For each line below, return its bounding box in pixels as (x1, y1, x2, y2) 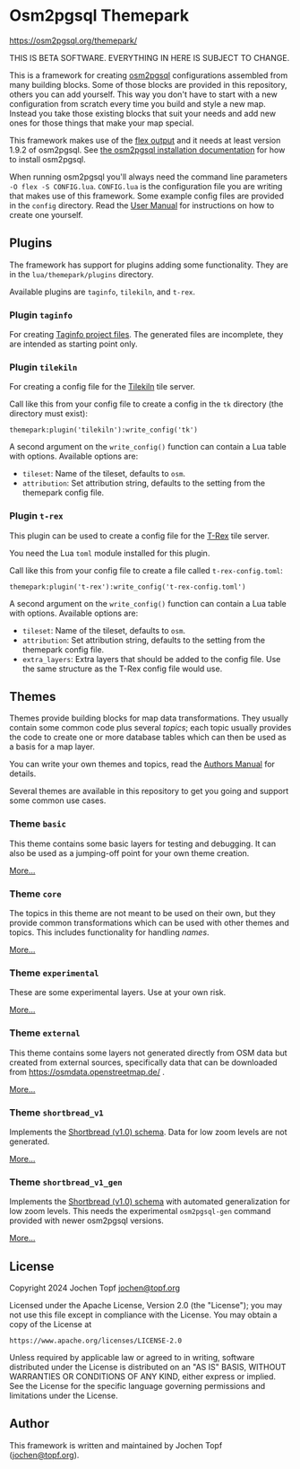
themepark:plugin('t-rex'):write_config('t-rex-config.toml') (9, 582, 246, 591)
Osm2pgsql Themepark (9, 5, 190, 26)
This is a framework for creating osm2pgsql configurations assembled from (9, 69, 288, 81)
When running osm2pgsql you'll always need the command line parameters (9, 171, 288, 182)
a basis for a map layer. (9, 741, 96, 752)
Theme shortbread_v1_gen (9, 1176, 123, 1188)
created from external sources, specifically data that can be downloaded (9, 1056, 278, 1068)
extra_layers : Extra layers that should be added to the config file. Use (21, 653, 281, 664)
